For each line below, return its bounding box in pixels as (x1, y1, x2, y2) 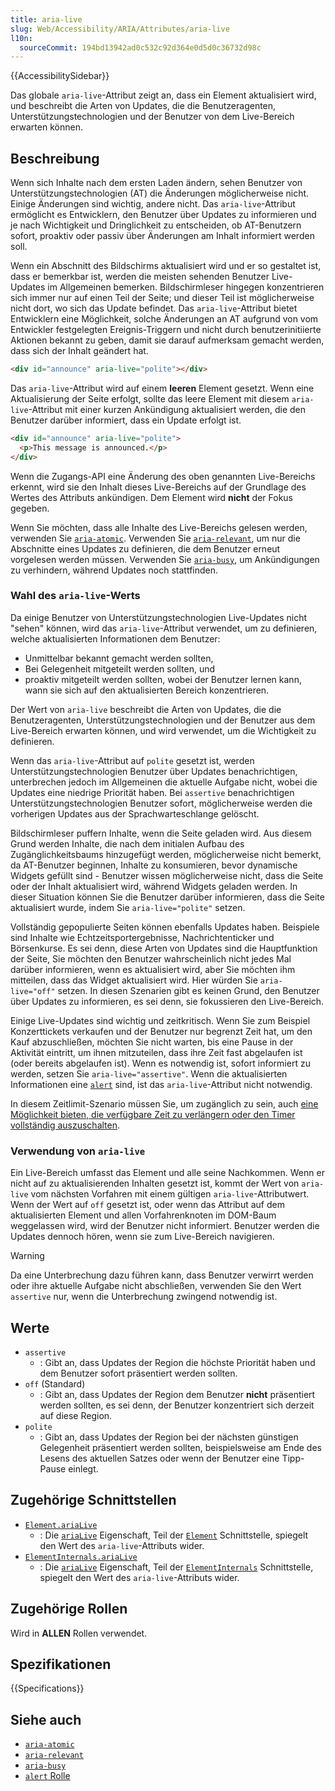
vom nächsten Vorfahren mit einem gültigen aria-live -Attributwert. (30, 1188, 310, 1200)
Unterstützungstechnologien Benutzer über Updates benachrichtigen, (10, 765, 298, 777)
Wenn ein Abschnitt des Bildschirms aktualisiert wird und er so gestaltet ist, (10, 260, 322, 272)
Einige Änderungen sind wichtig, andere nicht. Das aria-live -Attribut (10, 198, 296, 210)
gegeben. (10, 502, 50, 514)
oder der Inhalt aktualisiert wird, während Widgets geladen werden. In (10, 880, 298, 892)
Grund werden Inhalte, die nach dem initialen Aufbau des (10, 837, 245, 850)
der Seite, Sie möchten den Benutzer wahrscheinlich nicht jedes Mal (10, 952, 292, 965)
